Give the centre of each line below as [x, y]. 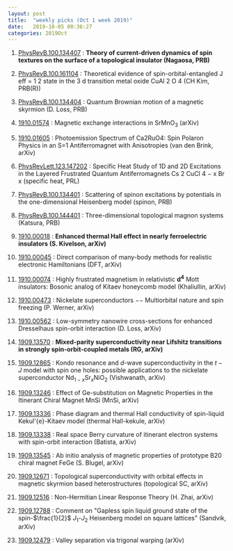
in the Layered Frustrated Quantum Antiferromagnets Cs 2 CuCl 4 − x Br [121, 174]
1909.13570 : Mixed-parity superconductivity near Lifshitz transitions [120, 342]
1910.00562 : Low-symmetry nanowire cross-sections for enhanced [115, 321]
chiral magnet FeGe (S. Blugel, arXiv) [71, 463]
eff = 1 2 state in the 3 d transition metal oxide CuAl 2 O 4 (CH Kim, [114, 81]
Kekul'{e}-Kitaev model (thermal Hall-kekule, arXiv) [91, 421]
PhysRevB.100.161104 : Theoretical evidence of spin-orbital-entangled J [120, 74]
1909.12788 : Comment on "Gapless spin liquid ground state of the [113, 510]
